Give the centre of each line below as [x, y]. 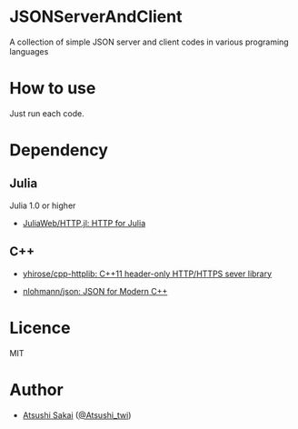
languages [29, 51]
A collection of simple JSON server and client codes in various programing [149, 42]
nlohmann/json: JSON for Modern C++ [95, 291]
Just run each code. [47, 113]
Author [36, 389]
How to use [53, 89]
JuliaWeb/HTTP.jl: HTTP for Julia [84, 223]
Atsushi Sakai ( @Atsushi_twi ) [77, 414]
